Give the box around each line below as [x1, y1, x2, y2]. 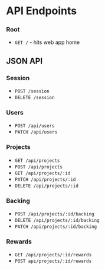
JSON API [6, 56, 43, 66]
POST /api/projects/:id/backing [14, 211, 94, 217]
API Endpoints [6, 4, 77, 18]
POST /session [14, 88, 50, 94]
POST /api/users [14, 123, 55, 129]
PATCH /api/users [14, 129, 58, 135]
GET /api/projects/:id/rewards [14, 252, 92, 258]
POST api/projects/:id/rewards [14, 258, 92, 265]
